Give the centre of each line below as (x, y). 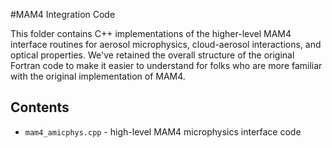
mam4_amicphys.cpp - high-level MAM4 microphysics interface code (163, 131)
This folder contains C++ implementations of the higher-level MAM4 (151, 33)
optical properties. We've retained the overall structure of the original (152, 55)
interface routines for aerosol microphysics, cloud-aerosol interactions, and (166, 44)
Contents (40, 107)
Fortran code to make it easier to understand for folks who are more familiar (166, 65)
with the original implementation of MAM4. (98, 76)
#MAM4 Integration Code (63, 14)
